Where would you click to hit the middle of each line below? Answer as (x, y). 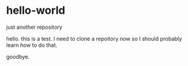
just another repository (34, 27)
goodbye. (18, 56)
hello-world (36, 10)
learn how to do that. (32, 45)
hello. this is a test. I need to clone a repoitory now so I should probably (94, 38)
